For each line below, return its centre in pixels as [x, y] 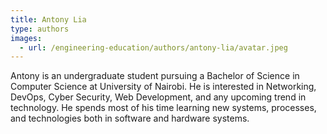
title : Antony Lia [48, 19]
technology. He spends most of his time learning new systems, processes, [163, 108]
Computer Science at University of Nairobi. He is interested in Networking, [163, 87]
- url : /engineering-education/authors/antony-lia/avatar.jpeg [153, 47]
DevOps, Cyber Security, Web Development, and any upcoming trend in [158, 97]
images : [26, 38]
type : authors [40, 29]
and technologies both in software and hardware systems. [130, 118]
